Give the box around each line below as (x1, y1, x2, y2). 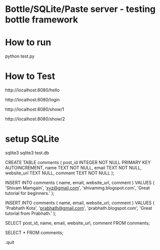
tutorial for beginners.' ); (5, 190, 54, 196)
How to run (5, 37, 52, 48)
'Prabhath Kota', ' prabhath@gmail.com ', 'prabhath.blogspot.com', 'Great (5, 205, 153, 211)
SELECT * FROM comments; (5, 230, 63, 236)
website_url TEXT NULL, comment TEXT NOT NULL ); (5, 170, 115, 176)
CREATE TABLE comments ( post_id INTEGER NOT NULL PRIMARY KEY (5, 160, 151, 165)
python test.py (5, 53, 35, 59)
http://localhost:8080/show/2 (5, 116, 65, 122)
